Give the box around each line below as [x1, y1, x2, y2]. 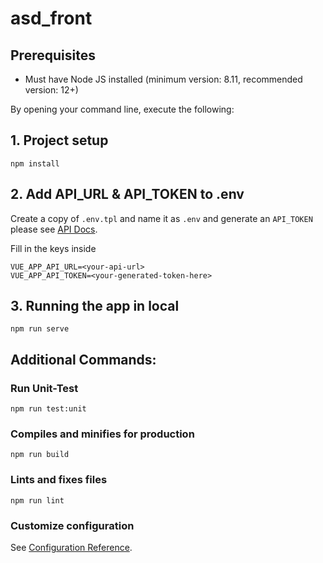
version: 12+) [24, 84, 79, 96]
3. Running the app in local [10, 298, 180, 315]
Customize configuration [10, 518, 135, 532]
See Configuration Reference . [10, 542, 133, 554]
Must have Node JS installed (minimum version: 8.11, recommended [24, 73, 303, 85]
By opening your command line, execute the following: [10, 103, 235, 115]
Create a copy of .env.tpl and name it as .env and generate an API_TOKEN [10, 212, 313, 224]
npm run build [10, 450, 70, 460]
